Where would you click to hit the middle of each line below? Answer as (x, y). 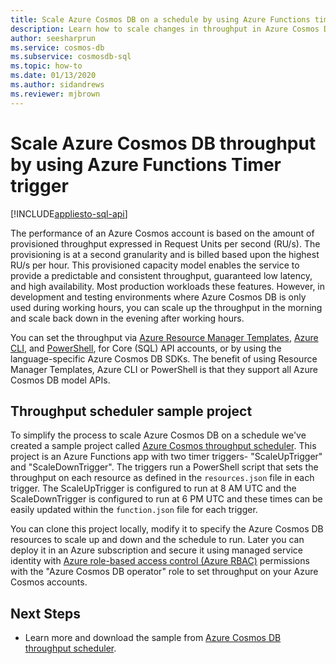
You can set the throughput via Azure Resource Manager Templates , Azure (164, 337)
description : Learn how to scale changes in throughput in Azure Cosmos (165, 29)
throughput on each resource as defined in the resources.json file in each (162, 478)
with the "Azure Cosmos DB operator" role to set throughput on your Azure (164, 572)
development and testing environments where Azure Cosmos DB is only (158, 297)
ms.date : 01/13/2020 (53, 76)
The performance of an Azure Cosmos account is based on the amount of (162, 233)
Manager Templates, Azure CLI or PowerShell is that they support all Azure (164, 369)
